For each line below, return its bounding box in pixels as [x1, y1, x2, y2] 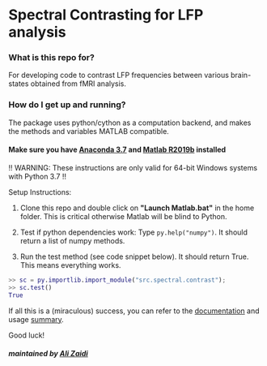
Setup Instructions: [8, 187, 72, 196]
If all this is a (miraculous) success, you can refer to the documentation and [8, 306, 261, 316]
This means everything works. [19, 260, 121, 269]
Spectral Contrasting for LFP [8, 6, 204, 24]
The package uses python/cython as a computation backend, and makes [8, 118, 252, 127]
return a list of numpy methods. [19, 235, 125, 245]
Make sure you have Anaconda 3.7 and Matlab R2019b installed [8, 144, 227, 155]
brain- [230, 71, 252, 80]
